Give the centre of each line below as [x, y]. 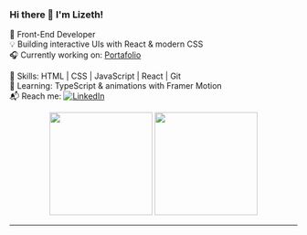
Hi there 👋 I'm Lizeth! [57, 15]
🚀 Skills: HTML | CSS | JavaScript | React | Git [95, 76]
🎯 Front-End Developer [53, 35]
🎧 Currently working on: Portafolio [75, 55]
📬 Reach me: [36, 96]
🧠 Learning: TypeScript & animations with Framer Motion [116, 86]
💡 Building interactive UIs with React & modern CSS [106, 44]
